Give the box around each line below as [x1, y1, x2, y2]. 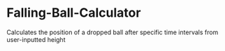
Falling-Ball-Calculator [6, 5, 141, 21]
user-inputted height [6, 35, 66, 43]
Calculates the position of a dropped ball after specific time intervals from [6, 28, 219, 36]
